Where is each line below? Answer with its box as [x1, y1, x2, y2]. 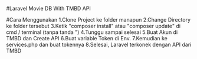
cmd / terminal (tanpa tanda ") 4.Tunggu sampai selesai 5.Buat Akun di [6, 29, 178, 36]
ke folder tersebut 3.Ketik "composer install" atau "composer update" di [6, 23, 181, 29]
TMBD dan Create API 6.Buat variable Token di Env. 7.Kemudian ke [6, 35, 168, 41]
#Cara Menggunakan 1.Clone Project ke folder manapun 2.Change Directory [6, 16, 191, 23]
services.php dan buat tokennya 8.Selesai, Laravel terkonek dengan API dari [6, 41, 192, 48]
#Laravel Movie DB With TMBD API [6, 5, 91, 12]
